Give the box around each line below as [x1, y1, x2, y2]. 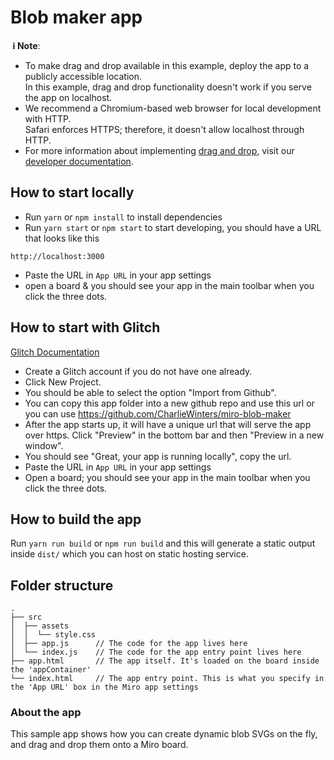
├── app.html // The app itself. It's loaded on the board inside [10, 656, 320, 666]
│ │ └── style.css [10, 630, 97, 640]
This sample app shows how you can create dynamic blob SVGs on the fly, [10, 728, 318, 740]
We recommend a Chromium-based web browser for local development [24, 102, 322, 114]
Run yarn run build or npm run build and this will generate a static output [10, 537, 316, 550]
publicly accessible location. [24, 70, 142, 82]
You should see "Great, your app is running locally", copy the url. [24, 450, 292, 462]
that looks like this [24, 232, 100, 244]
